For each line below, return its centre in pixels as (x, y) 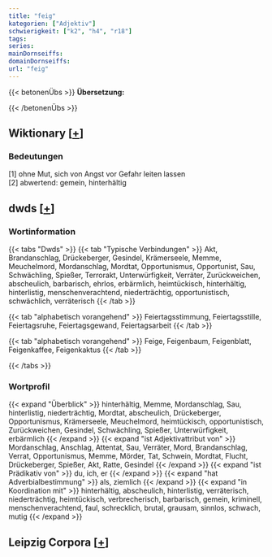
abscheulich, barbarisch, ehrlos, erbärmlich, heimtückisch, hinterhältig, (127, 284)
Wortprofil (29, 387)
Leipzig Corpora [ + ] (59, 542)
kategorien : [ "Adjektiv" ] (52, 24)
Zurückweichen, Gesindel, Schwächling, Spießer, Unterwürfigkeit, (119, 430)
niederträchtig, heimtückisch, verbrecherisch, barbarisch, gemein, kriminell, (135, 499)
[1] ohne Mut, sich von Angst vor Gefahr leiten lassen (97, 174)
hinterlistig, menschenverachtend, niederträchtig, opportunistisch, (119, 293)
